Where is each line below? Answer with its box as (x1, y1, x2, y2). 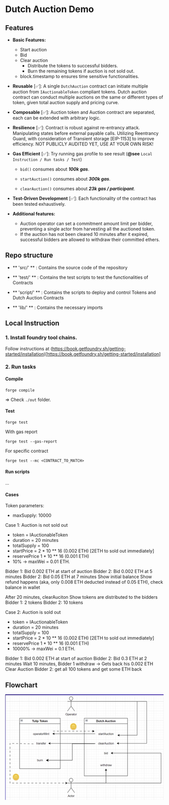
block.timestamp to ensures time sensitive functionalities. (20, 73, 139, 79)
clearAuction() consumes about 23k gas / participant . (20, 186, 135, 192)
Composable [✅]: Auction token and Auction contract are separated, (12, 109, 155, 115)
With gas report (5, 429, 38, 435)
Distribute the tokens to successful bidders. (27, 63, 118, 68)
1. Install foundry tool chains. (5, 334, 77, 341)
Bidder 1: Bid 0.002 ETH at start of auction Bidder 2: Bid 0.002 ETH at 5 (5, 569, 152, 575)
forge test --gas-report (5, 439, 57, 444)
